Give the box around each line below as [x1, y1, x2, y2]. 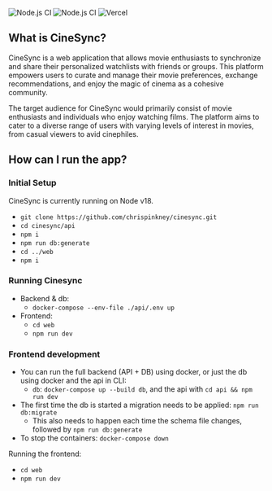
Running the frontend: [8, 449, 82, 459]
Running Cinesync [8, 275, 83, 287]
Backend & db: [19, 293, 70, 303]
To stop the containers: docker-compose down [19, 433, 169, 443]
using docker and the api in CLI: [19, 375, 127, 386]
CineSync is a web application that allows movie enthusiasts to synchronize [8, 53, 261, 63]
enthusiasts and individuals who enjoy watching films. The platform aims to [8, 112, 260, 121]
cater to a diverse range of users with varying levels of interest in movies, [8, 121, 254, 130]
